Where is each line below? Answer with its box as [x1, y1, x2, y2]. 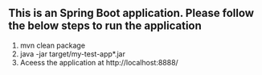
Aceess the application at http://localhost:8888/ [19, 57, 178, 67]
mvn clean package [19, 40, 86, 50]
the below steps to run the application [8, 19, 203, 33]
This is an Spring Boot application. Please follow [8, 6, 255, 20]
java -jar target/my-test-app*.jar [19, 48, 126, 59]
